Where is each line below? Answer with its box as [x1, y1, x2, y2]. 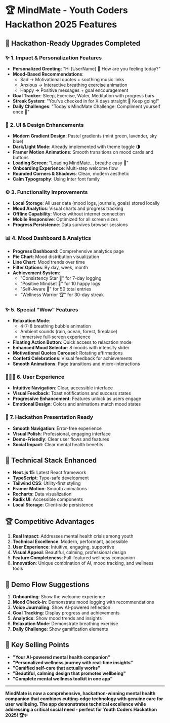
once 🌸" [12, 109, 30, 115]
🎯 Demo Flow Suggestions [5, 580, 90, 589]
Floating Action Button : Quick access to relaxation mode [12, 339, 132, 345]
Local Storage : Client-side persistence [12, 502, 94, 508]
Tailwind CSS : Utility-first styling [12, 480, 81, 486]
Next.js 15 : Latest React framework [12, 469, 87, 476]
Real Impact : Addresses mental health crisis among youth [12, 533, 134, 539]
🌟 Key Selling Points [5, 640, 69, 649]
